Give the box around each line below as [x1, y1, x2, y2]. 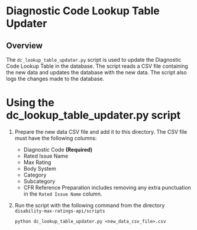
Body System [23, 165, 56, 172]
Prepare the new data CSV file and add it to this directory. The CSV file [14, 128, 188, 135]
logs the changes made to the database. [6, 75, 105, 82]
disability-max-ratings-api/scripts [14, 208, 105, 214]
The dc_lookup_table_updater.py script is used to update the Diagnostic [6, 56, 182, 63]
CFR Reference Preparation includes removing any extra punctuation [23, 184, 191, 191]
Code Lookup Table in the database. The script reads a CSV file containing [6, 62, 188, 70]
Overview [6, 40, 43, 51]
